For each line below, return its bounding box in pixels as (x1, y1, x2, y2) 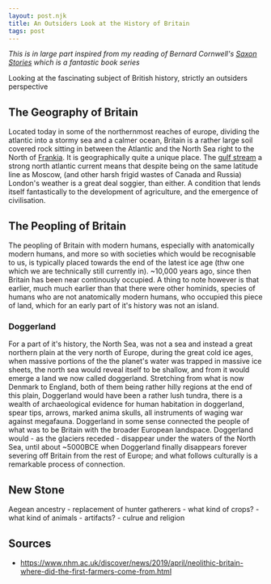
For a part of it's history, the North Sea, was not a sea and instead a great (8, 339, 253, 349)
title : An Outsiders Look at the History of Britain (8, 19, 190, 28)
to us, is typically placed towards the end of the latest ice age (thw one (8, 258, 245, 267)
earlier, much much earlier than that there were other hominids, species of (8, 284, 256, 293)
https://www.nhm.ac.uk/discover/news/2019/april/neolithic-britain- (19, 557, 244, 567)
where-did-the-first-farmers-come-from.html (19, 566, 172, 576)
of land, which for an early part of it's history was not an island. (8, 301, 219, 310)
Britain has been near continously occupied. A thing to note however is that (8, 275, 259, 284)
